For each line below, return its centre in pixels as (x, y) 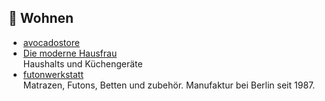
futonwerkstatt (53, 74)
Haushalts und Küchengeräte (82, 63)
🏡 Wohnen (41, 18)
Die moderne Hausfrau (70, 53)
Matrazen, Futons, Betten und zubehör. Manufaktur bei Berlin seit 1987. (169, 85)
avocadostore (51, 42)
